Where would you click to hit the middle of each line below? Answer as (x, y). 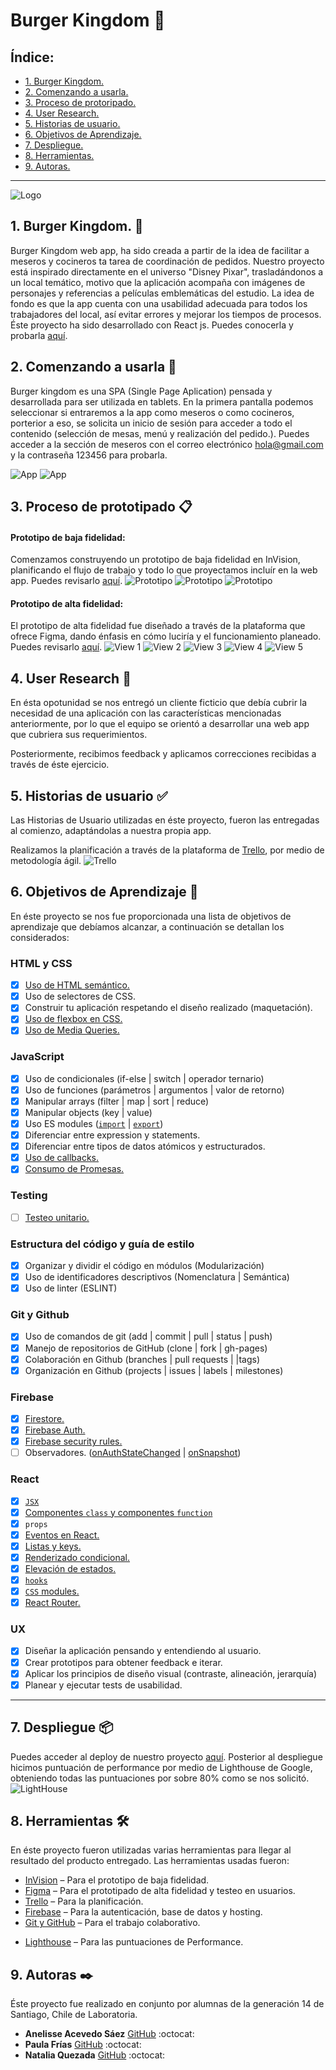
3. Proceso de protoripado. (80, 102)
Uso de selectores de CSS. (80, 996)
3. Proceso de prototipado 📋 (101, 507)
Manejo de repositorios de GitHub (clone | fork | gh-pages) (146, 1348)
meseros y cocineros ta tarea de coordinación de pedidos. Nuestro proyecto (167, 261)
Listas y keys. (53, 1546)
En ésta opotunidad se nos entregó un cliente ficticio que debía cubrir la (159, 703)
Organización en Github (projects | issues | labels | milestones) (154, 1370)
